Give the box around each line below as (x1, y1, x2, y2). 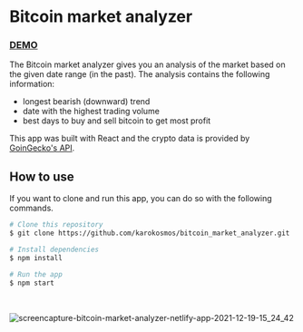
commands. (9, 202, 54, 214)
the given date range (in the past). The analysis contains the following (9, 69, 270, 80)
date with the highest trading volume (22, 106, 161, 117)
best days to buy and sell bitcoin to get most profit (22, 115, 211, 126)
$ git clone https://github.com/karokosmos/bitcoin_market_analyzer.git (9, 229, 290, 238)
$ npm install (9, 253, 64, 262)
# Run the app (9, 269, 64, 278)
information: (9, 79, 55, 90)
